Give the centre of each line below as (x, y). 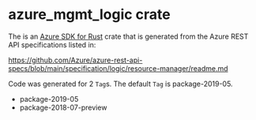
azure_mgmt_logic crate (90, 15)
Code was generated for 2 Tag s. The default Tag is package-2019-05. (120, 84)
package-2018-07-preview (63, 107)
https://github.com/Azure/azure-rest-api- (75, 60)
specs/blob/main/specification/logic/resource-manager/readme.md (118, 68)
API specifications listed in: (52, 44)
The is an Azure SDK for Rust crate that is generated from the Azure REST (128, 36)
